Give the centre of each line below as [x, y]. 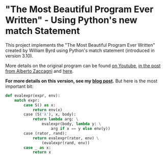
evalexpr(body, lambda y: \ [71, 124]
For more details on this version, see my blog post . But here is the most [81, 81]
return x [42, 152]
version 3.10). [19, 56]
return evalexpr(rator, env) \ [66, 138]
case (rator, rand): [45, 133]
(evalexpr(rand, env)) [66, 143]
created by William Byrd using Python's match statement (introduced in [80, 50]
